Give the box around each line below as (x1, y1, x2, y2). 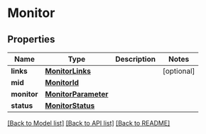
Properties (7, 33, 55, 45)
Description (114, 55, 156, 64)
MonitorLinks (45, 66, 91, 76)
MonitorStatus (45, 101, 95, 111)
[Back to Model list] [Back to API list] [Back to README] (7, 119, 170, 127)
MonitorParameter (45, 89, 109, 99)
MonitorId (45, 78, 80, 87)
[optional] (162, 66, 195, 76)
